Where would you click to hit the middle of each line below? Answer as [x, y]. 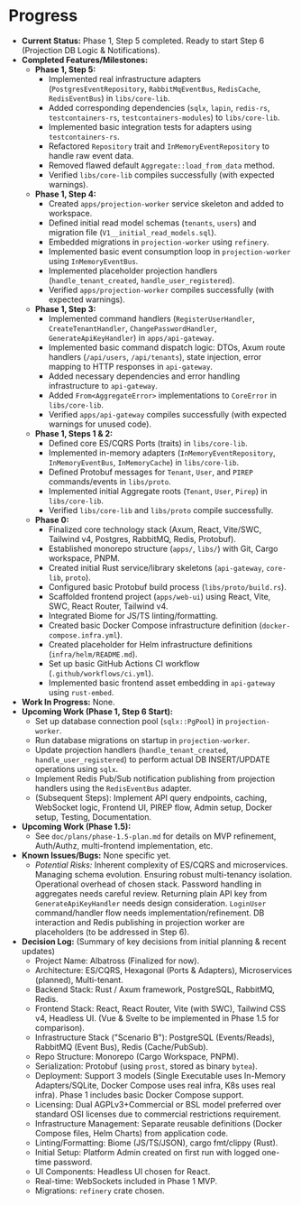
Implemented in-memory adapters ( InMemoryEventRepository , [162, 453]
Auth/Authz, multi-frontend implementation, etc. [124, 845]
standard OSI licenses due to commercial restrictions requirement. [158, 1114]
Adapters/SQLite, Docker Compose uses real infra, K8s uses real [155, 1085]
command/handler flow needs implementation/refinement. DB [150, 913]
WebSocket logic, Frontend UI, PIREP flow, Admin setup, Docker [154, 807]
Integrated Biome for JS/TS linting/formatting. [133, 615]
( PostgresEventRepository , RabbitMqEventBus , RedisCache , [155, 88]
